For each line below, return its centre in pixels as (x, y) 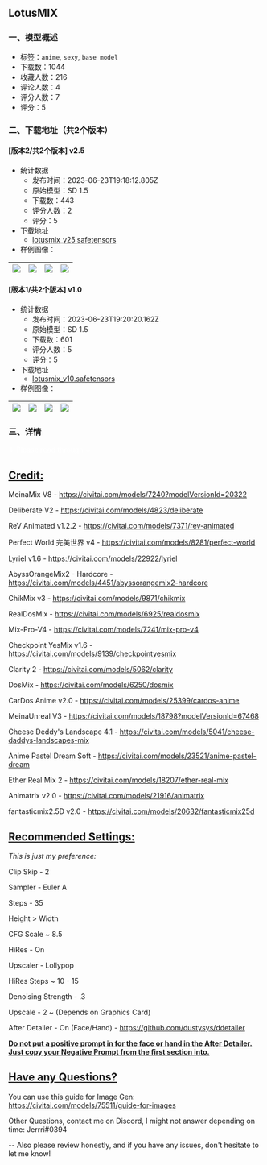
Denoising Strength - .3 (47, 996)
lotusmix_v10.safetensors (73, 379)
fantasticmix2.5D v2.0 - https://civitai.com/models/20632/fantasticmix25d (131, 811)
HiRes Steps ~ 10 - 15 (43, 981)
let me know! (30, 1153)
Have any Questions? (63, 1078)
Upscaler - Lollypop (41, 965)
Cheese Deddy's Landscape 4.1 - (63, 732)
